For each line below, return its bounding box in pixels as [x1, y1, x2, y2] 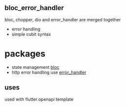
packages [4, 48, 46, 59]
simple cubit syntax [11, 31, 51, 37]
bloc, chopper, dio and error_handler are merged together [4, 16, 121, 22]
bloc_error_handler [4, 4, 64, 12]
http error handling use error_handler [11, 69, 86, 75]
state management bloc [11, 64, 60, 70]
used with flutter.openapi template [4, 96, 74, 102]
